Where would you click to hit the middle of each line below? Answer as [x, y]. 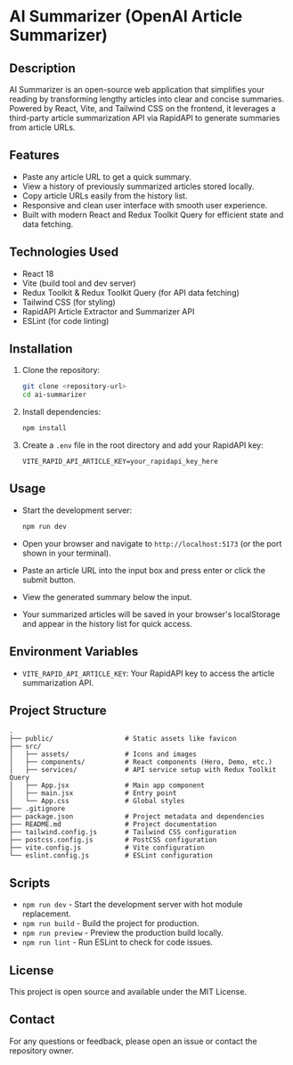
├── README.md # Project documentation [113, 825]
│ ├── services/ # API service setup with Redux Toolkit [143, 770]
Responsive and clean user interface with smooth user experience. [145, 205]
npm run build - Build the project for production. [110, 923]
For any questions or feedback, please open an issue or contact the [133, 1041]
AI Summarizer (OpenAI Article [126, 16]
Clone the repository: [61, 370]
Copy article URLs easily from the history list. [105, 195]
